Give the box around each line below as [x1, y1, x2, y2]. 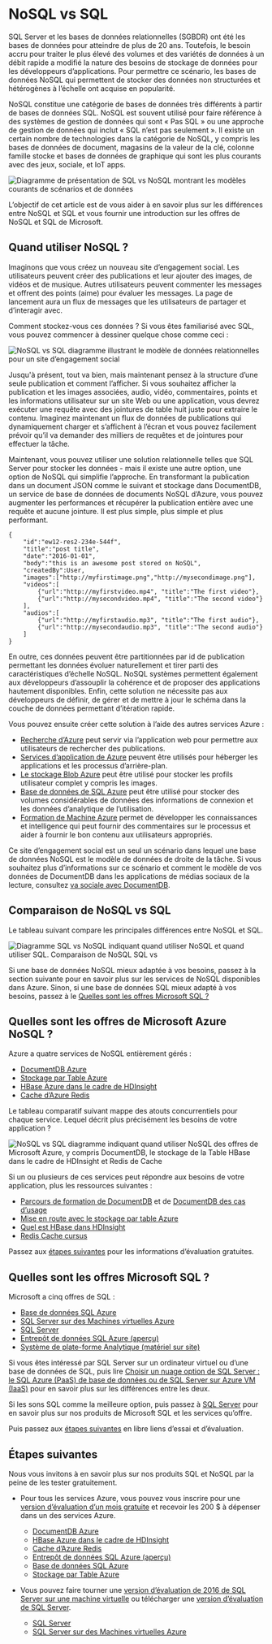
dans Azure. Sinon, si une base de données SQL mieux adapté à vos [8, 982, 237, 992]
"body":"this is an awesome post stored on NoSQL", [23, 559, 201, 567]
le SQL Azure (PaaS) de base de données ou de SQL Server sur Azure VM [8, 1375, 256, 1385]
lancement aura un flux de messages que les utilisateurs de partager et [8, 296, 247, 306]
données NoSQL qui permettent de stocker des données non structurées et [8, 75, 261, 84]
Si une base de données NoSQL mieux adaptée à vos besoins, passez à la [8, 965, 257, 975]
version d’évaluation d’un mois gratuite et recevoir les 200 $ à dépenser [19, 1502, 261, 1512]
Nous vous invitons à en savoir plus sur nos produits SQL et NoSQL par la [8, 1469, 254, 1478]
